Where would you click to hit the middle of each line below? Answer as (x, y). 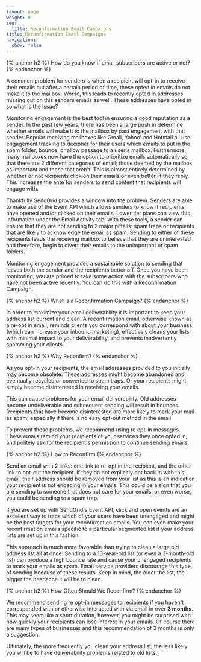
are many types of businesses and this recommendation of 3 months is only (100, 628)
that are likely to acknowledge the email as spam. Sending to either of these (100, 232)
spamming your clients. (35, 344)
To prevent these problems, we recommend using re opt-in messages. (93, 430)
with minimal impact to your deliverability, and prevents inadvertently (91, 338)
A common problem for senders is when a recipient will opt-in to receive (96, 81)
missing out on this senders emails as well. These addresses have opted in (99, 100)
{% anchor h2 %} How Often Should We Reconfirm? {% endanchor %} (94, 590)
